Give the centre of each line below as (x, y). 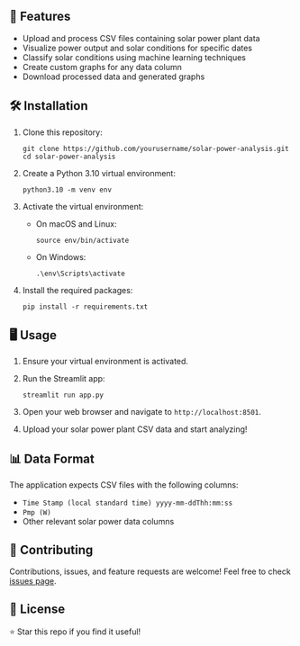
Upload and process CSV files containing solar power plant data (141, 38)
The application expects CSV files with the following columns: (124, 485)
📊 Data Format (52, 458)
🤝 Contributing (51, 550)
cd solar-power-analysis (69, 157)
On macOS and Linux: (76, 224)
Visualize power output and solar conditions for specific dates (137, 48)
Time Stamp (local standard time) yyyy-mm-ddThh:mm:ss (127, 503)
